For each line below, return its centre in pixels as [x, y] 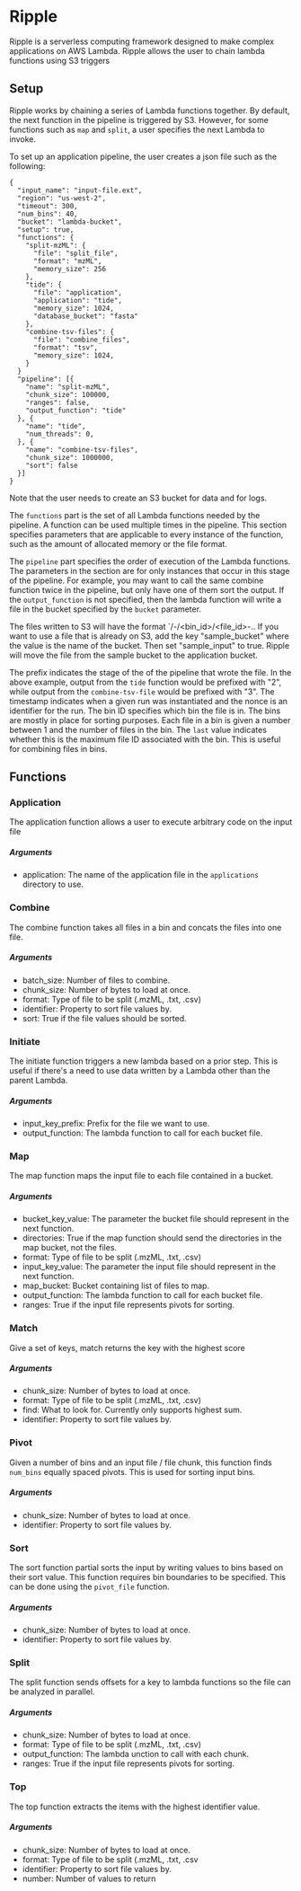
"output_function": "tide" [76, 411]
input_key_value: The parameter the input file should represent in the [149, 1267]
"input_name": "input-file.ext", [80, 190]
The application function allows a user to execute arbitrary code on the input [151, 822]
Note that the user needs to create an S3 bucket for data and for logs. [138, 498]
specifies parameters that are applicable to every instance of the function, [146, 534]
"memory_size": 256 [69, 269]
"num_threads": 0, [60, 434]
